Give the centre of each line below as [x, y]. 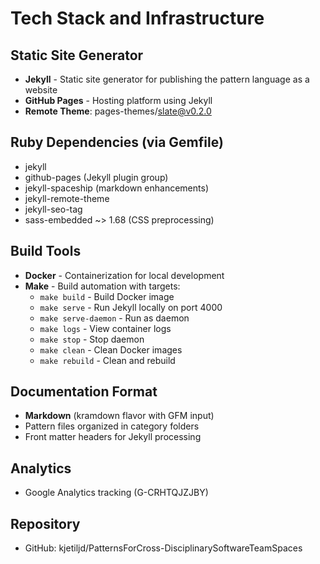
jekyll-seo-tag [53, 209]
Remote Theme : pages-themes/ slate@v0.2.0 [118, 111]
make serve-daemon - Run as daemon [114, 318]
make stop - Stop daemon [92, 339]
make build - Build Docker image [107, 296]
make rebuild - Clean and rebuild [107, 360]
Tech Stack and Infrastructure [137, 18]
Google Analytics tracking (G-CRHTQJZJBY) [116, 493]
